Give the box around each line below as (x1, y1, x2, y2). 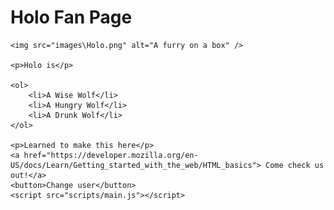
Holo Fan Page (10, 6, 133, 29)
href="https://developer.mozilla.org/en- (23, 150, 199, 160)
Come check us (265, 160, 325, 170)
